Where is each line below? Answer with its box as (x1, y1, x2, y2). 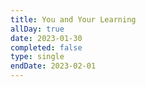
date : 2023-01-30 (10, 33, 83, 43)
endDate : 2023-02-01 (10, 61, 97, 71)
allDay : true (10, 24, 65, 34)
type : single (10, 52, 65, 62)
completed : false (10, 42, 83, 53)
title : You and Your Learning (10, 14, 137, 25)
